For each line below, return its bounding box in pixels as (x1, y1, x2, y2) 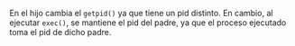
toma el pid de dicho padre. (9, 27, 112, 37)
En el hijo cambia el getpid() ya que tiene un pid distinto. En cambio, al (9, 8, 273, 18)
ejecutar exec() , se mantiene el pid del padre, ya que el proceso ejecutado (9, 17, 287, 28)
